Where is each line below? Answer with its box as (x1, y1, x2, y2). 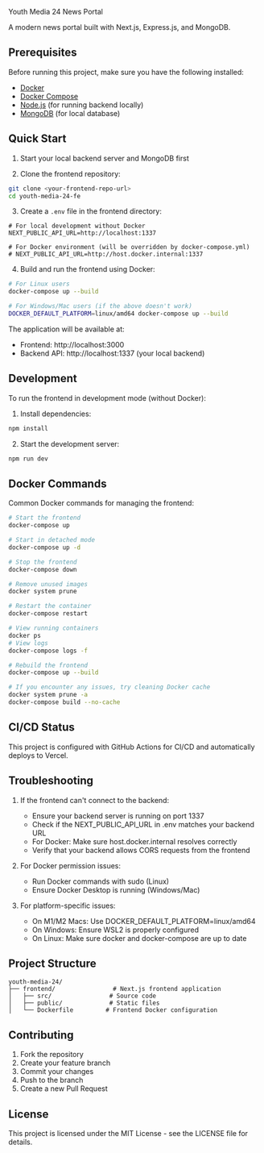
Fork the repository (19, 1050, 85, 1059)
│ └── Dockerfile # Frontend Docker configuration (8, 1006, 218, 1014)
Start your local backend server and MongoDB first (19, 153, 189, 163)
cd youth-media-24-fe (8, 192, 81, 200)
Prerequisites (8, 46, 77, 60)
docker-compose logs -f (8, 647, 89, 655)
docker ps (8, 631, 42, 639)
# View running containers (8, 624, 99, 632)
